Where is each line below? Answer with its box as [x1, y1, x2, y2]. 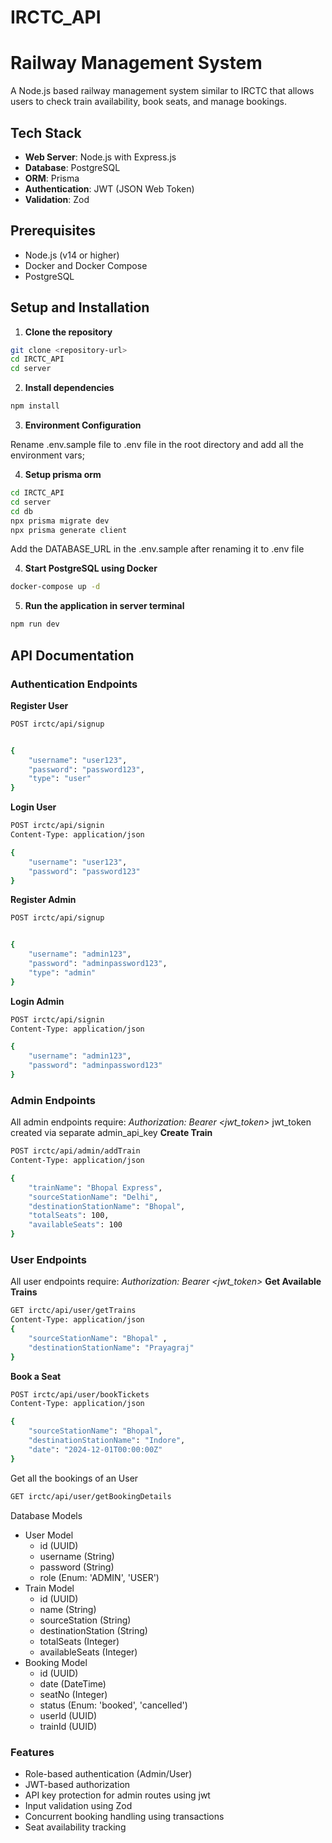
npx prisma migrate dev [10, 516, 110, 526]
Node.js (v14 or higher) [24, 249, 120, 261]
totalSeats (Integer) [39, 1635, 120, 1647]
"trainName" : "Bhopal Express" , [28, 1182, 163, 1193]
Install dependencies [24, 382, 115, 394]
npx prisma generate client [10, 525, 128, 535]
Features [10, 1745, 55, 1759]
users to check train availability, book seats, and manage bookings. [10, 96, 287, 108]
